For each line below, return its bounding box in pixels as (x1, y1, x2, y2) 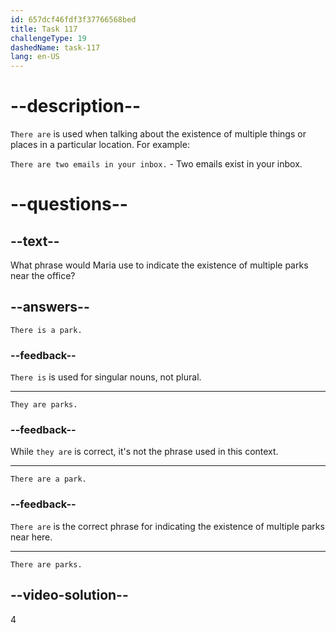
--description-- (10, 95, 142, 118)
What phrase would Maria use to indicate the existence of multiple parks (10, 259, 309, 271)
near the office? (10, 270, 76, 282)
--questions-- (10, 193, 128, 216)
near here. (10, 531, 53, 543)
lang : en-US (10, 52, 60, 62)
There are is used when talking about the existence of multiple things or (10, 128, 307, 140)
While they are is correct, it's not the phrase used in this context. (10, 446, 279, 458)
